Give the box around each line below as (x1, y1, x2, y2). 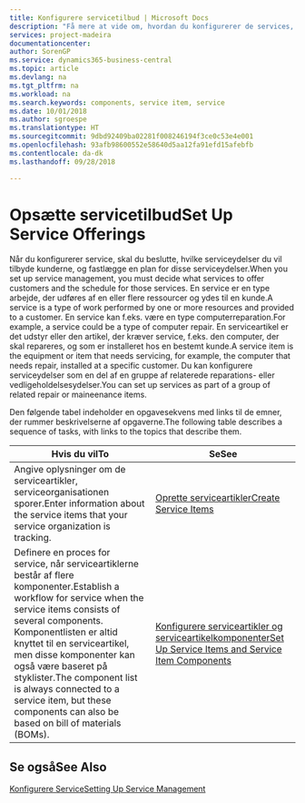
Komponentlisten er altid (14, 625, 118, 638)
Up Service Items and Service (155, 643, 283, 656)
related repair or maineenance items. (9, 389, 147, 401)
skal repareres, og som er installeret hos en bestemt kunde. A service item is (9, 341, 294, 351)
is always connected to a (14, 683, 120, 696)
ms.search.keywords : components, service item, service (9, 97, 225, 107)
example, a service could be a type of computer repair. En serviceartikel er (9, 321, 289, 332)
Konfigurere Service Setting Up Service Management (9, 784, 206, 795)
